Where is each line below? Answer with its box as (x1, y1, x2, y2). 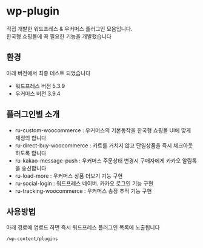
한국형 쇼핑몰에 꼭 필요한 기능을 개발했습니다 (6, 32, 112, 40)
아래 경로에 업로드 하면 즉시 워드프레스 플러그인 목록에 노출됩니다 (6, 224, 161, 231)
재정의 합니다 (15, 134, 47, 141)
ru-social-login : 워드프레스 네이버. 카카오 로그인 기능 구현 (15, 179, 153, 187)
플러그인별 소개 (6, 109, 60, 119)
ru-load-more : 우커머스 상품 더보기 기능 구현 (15, 172, 123, 179)
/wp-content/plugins (6, 236, 59, 242)
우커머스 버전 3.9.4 (15, 90, 61, 97)
